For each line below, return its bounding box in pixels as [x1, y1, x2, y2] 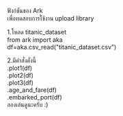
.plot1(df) [7, 64, 33, 72]
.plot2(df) [7, 71, 34, 79]
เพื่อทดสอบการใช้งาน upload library [7, 14, 94, 22]
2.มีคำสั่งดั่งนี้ [7, 56, 36, 65]
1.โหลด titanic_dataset [7, 28, 67, 36]
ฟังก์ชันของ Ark [7, 7, 43, 14]
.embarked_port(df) [7, 93, 63, 101]
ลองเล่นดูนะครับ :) [7, 100, 49, 108]
